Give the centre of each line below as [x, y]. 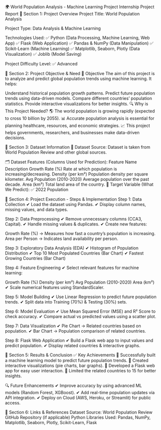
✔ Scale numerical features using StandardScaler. [55, 287]
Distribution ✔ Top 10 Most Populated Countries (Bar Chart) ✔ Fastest [74, 253]
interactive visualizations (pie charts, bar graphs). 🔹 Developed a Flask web [80, 366]
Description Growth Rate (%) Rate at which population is [61, 169]
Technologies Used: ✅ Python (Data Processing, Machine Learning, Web [77, 38]
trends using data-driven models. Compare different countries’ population [79, 98]
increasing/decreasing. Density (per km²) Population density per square [77, 174]
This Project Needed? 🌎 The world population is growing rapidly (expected [80, 111]
